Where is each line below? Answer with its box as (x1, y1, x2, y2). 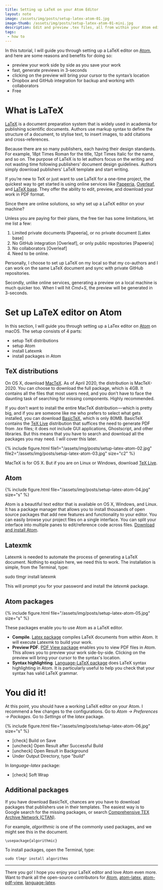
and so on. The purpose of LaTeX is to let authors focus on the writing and (5, 156, 154, 162)
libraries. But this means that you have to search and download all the (5, 431, 144, 437)
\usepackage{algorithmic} (5, 838, 57, 843)
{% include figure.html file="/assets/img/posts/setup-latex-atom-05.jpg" (5, 610, 150, 616)
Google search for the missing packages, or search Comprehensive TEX (5, 809, 149, 815)
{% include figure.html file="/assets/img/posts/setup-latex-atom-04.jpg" (5, 487, 150, 493)
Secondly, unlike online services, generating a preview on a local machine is (5, 280, 157, 285)
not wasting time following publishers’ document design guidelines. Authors (5, 161, 157, 167)
